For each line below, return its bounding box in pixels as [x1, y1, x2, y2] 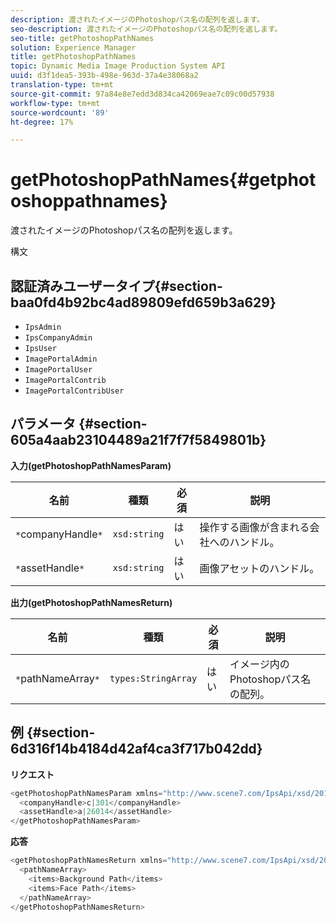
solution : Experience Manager [10, 42, 137, 53]
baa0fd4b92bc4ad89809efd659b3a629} [10, 294, 277, 311]
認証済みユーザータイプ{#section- [10, 277, 223, 295]
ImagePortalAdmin [24, 354, 98, 364]
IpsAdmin [24, 322, 62, 332]
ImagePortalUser [24, 365, 93, 375]
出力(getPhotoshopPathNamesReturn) [10, 596, 173, 608]
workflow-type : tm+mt [10, 98, 101, 108]
